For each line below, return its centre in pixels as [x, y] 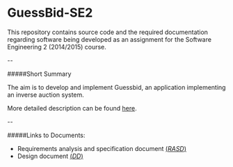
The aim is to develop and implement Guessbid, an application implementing [116, 87]
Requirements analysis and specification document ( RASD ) [102, 148]
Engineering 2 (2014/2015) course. [57, 47]
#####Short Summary [39, 74]
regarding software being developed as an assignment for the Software [110, 39]
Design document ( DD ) [50, 156]
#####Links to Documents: [46, 135]
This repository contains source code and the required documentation [108, 32]
